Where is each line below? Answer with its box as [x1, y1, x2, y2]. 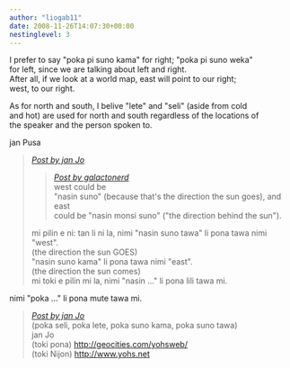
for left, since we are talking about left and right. [9, 64, 187, 75]
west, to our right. [9, 83, 75, 94]
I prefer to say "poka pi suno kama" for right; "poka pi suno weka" [9, 55, 253, 66]
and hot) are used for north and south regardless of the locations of [9, 110, 259, 121]
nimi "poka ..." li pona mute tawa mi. [9, 293, 142, 304]
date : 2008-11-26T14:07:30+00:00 [9, 22, 135, 31]
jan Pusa [9, 137, 41, 148]
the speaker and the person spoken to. [9, 120, 153, 130]
